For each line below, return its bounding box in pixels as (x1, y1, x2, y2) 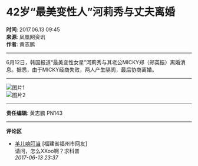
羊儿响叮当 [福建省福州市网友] (14, 140, 87, 147)
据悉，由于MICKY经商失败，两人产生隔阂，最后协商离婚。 (16, 66, 157, 73)
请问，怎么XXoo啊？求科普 (14, 147, 80, 154)
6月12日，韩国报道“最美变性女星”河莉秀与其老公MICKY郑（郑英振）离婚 (6, 58, 181, 65)
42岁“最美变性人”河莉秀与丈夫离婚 (6, 5, 176, 19)
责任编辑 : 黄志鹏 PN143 (6, 109, 63, 117)
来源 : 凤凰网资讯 (6, 33, 45, 40)
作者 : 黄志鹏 (6, 41, 35, 48)
